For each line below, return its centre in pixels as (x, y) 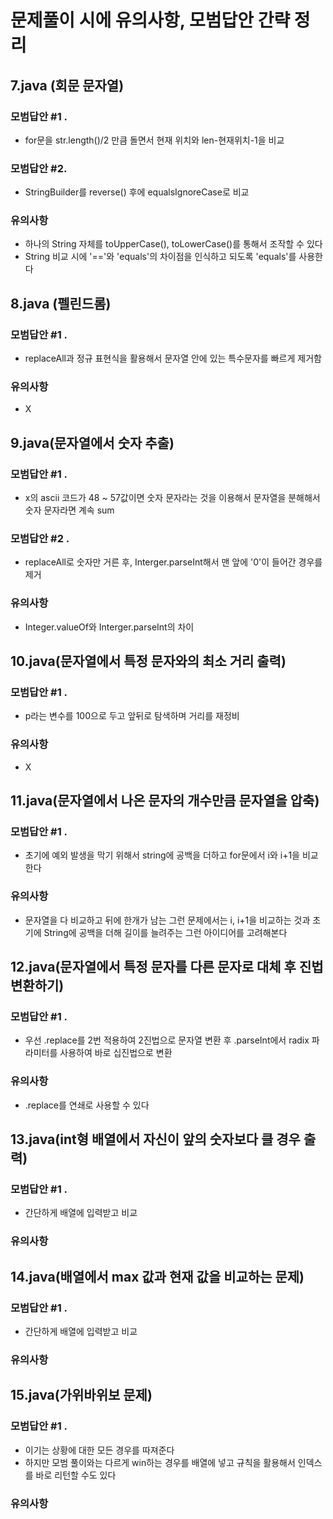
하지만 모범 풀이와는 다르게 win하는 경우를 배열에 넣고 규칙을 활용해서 (160, 1462)
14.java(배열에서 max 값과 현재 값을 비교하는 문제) (157, 1276)
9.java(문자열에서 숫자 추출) (92, 442)
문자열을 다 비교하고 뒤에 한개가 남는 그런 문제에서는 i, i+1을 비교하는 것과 (167, 920)
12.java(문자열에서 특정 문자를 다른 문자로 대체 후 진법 (167, 967)
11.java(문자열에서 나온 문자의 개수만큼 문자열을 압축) (165, 801)
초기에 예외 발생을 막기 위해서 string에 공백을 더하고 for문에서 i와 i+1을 (162, 855)
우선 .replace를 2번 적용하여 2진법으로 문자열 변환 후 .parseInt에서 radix (167, 1040)
